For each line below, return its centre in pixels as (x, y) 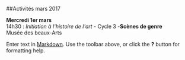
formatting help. (26, 50)
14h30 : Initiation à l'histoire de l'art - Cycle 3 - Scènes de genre (84, 26)
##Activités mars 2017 (34, 9)
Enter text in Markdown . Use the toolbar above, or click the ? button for (93, 44)
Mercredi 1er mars (29, 20)
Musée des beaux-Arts (34, 33)
